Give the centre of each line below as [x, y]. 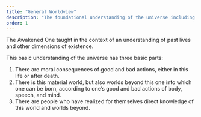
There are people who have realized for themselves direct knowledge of [104, 101]
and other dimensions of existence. [50, 46]
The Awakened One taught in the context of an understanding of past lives [99, 40]
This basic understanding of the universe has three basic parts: [85, 58]
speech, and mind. [38, 95]
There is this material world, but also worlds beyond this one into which [103, 82]
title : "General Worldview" [42, 12]
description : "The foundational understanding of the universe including [101, 17]
